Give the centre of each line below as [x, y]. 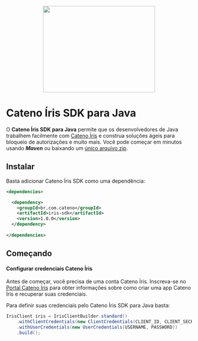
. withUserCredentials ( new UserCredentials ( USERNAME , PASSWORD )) [97, 327]
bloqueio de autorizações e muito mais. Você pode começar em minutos [94, 142]
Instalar [21, 167]
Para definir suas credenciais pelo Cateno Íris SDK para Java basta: [88, 306]
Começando [29, 254]
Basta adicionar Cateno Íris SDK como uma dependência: [76, 181]
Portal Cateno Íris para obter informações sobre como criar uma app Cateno [99, 288]
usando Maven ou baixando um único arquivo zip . [67, 148]
